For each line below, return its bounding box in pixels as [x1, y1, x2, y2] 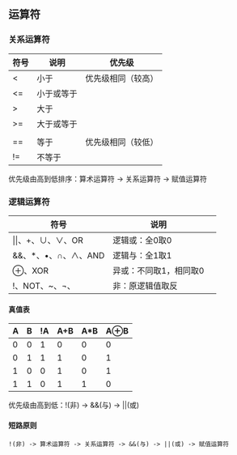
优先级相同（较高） [85, 72, 159, 83]
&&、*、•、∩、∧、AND [12, 249, 105, 261]
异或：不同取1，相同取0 [112, 265, 205, 276]
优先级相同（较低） [85, 136, 159, 147]
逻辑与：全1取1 [112, 249, 172, 261]
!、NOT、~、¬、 [12, 280, 75, 291]
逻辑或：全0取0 [112, 234, 172, 245]
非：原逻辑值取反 [112, 280, 178, 291]
